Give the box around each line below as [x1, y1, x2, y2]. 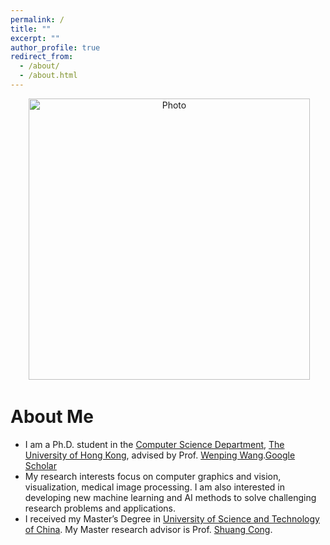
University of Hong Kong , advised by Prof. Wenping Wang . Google [24, 449, 296, 461]
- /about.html [19, 71, 78, 81]
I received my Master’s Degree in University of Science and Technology [24, 512, 320, 525]
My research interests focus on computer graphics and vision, [24, 470, 282, 482]
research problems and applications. [24, 502, 177, 514]
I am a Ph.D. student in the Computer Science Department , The [24, 438, 285, 450]
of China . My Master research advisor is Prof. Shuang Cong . [24, 523, 273, 535]
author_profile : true [10, 42, 101, 53]
